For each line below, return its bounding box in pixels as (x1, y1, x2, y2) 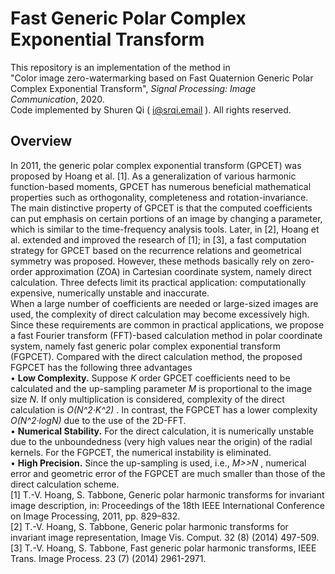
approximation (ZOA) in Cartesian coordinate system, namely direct (34, 265, 312, 277)
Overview (10, 133, 73, 150)
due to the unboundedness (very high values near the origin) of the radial (10, 435, 313, 447)
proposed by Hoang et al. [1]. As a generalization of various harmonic (10, 170, 297, 182)
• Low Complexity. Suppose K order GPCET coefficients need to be (10, 372, 291, 384)
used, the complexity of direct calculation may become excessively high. (10, 308, 310, 320)
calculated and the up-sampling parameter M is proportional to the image (10, 382, 313, 394)
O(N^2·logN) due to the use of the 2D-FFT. (10, 414, 187, 426)
